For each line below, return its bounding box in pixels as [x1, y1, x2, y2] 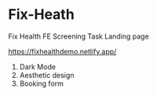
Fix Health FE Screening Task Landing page [8, 31, 149, 41]
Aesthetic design [19, 70, 75, 79]
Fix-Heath [8, 6, 75, 24]
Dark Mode [19, 61, 57, 72]
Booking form [19, 79, 64, 88]
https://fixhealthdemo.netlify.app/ [8, 46, 117, 56]
